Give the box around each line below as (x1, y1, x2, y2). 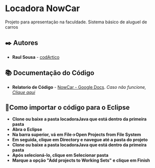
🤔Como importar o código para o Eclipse (5, 103, 130, 112)
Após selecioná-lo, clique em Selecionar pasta (12, 152, 109, 158)
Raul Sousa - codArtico (12, 54, 60, 60)
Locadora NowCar (5, 3, 80, 14)
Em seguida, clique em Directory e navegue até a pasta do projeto (12, 137, 148, 143)
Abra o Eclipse (12, 127, 42, 133)
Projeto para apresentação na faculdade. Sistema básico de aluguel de (5, 19, 147, 25)
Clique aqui (12, 89, 36, 95)
